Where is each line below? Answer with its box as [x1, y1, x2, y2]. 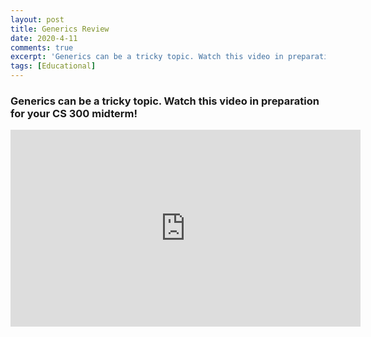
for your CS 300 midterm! [10, 106, 138, 120]
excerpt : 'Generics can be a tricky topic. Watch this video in [10, 52, 284, 62]
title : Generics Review [10, 24, 110, 34]
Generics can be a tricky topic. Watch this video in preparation [10, 94, 320, 108]
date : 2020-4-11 [10, 33, 78, 43]
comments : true [10, 42, 74, 53]
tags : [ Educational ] [10, 61, 97, 71]
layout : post [10, 14, 65, 25]
